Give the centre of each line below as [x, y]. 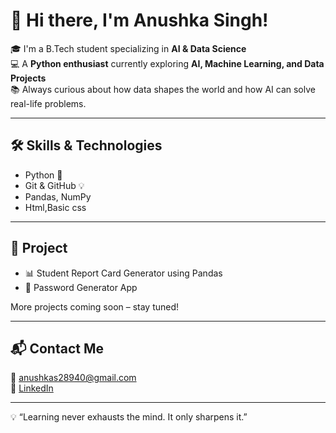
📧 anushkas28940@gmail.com [73, 378]
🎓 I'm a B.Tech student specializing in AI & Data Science [128, 48]
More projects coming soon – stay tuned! [95, 306]
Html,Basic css [55, 207]
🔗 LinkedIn [32, 388]
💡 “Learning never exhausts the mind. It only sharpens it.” [129, 417]
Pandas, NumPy [58, 196]
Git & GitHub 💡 [54, 185]
